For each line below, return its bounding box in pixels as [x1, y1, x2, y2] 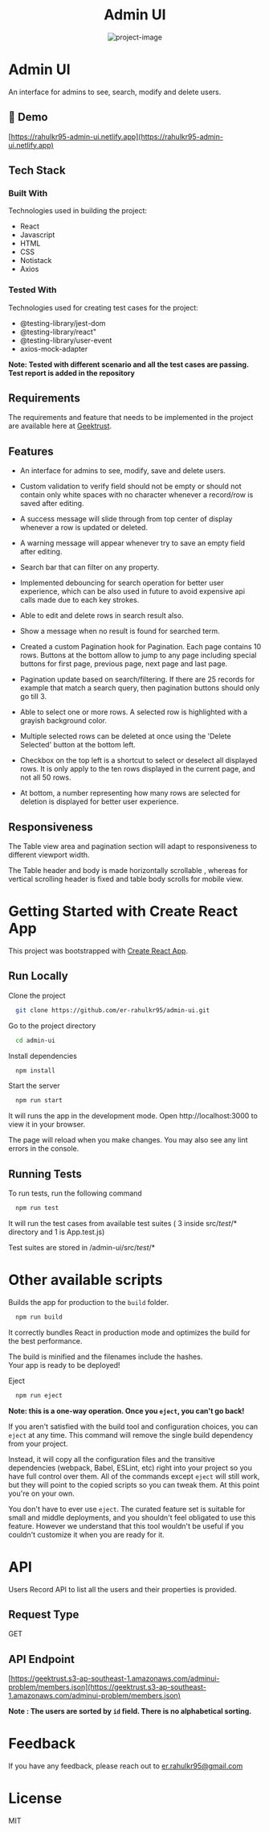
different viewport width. [8, 850, 90, 860]
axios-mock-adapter [19, 344, 88, 353]
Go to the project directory [8, 1020, 96, 1031]
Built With [8, 187, 48, 199]
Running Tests [8, 1167, 82, 1180]
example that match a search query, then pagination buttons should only [19, 683, 260, 693]
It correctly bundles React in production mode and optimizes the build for [8, 1328, 251, 1337]
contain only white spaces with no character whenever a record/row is [19, 490, 254, 500]
